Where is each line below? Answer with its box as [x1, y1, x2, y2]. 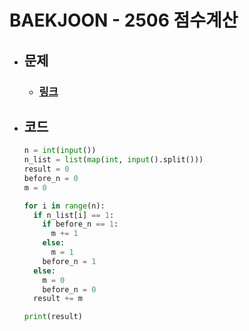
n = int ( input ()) [23, 146, 97, 156]
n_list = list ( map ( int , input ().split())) [23, 155, 204, 165]
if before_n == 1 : [42, 219, 119, 230]
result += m [33, 294, 83, 304]
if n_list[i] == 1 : [33, 210, 115, 220]
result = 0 [23, 164, 70, 175]
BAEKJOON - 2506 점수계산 [9, 9, 239, 32]
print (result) [23, 312, 83, 322]
